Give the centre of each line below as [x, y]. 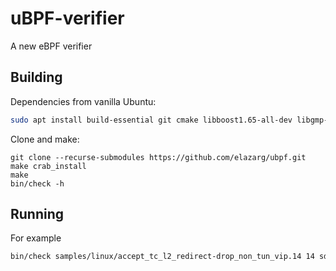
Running [37, 214]
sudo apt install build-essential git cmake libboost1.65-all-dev [151, 120]
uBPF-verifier [67, 18]
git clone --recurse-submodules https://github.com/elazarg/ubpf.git [158, 157]
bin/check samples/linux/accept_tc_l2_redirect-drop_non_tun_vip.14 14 [162, 257]
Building [36, 77]
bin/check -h [37, 183]
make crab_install [48, 166]
